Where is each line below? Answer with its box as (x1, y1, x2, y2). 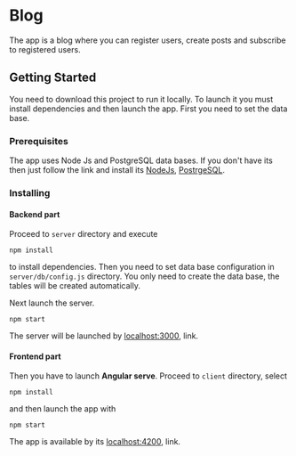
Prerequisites (9, 134, 68, 147)
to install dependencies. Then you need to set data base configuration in (9, 262, 275, 273)
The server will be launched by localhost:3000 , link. (9, 330, 198, 341)
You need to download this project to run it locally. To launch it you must (9, 94, 274, 104)
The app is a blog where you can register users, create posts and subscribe (9, 35, 286, 45)
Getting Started (9, 70, 97, 85)
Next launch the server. (9, 297, 95, 308)
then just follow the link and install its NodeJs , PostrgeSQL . (9, 165, 225, 175)
